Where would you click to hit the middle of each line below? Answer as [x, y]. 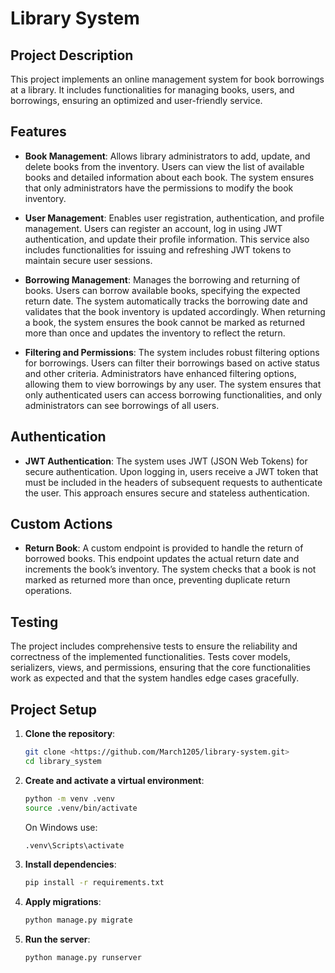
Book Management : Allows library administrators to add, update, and [167, 156]
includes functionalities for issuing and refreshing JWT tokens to [158, 249]
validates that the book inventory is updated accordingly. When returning [175, 311]
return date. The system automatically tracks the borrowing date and [166, 301]
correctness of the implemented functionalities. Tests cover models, [150, 657]
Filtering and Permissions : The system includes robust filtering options [172, 352]
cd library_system [63, 761]
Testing [34, 622]
